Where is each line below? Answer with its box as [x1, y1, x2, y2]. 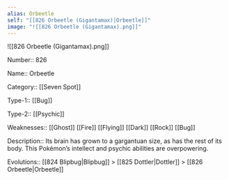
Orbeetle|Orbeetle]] [7, 165, 64, 174]
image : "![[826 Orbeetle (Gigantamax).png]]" [7, 23, 141, 30]
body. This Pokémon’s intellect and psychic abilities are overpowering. [7, 144, 209, 153]
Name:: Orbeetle [7, 69, 55, 77]
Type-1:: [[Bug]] [7, 96, 53, 105]
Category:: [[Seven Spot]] [7, 83, 81, 91]
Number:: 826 [7, 56, 47, 64]
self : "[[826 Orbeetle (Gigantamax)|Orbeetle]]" [7, 17, 151, 24]
